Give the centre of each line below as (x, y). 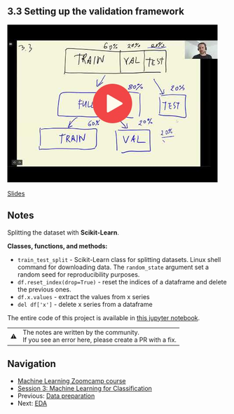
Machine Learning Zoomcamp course (71, 380)
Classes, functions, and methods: (57, 246)
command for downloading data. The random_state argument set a (113, 267)
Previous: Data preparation (56, 396)
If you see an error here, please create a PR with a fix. (100, 340)
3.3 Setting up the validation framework (96, 12)
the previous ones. (44, 289)
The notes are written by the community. (81, 333)
